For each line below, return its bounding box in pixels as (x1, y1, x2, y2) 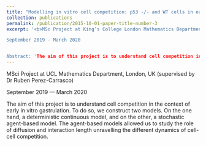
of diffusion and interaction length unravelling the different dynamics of (6, 126, 186, 133)
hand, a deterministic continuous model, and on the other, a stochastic (6, 114, 185, 120)
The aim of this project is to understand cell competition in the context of (6, 100, 191, 108)
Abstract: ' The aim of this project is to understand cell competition (6, 53, 193, 60)
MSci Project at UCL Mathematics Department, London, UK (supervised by (6, 70, 195, 77)
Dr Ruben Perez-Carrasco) (6, 77, 74, 84)
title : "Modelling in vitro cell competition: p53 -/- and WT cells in (6, 9, 193, 15)
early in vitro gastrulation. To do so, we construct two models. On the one (6, 107, 192, 114)
